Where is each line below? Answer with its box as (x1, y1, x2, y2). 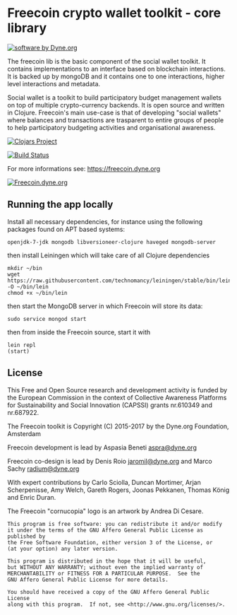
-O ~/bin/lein (7, 283, 49, 291)
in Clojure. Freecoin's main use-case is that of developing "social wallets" (7, 108, 221, 117)
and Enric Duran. (7, 493, 56, 501)
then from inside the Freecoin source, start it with (7, 327, 151, 336)
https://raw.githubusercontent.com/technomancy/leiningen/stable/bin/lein (7, 277, 232, 284)
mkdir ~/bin (7, 264, 42, 271)
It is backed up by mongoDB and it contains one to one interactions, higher (7, 72, 225, 81)
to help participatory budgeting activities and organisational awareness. (7, 123, 216, 131)
